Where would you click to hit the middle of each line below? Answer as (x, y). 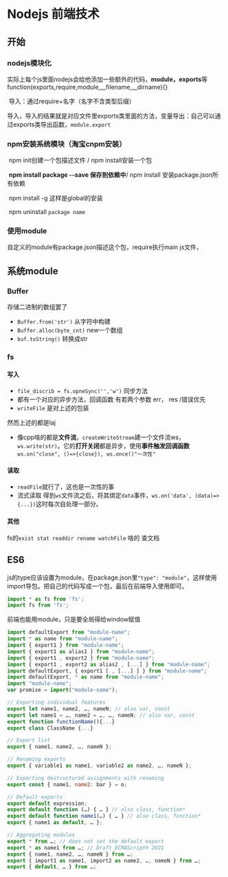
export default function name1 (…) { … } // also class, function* (104, 816)
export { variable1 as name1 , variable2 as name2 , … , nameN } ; (100, 765)
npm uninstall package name (47, 212)
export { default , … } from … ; (52, 867)
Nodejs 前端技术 (53, 14)
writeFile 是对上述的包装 (53, 408)
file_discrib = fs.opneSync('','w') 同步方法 (82, 391)
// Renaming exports (37, 759)
